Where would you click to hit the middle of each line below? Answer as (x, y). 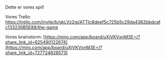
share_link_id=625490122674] (36, 42)
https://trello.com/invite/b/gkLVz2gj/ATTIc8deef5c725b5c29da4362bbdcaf (83, 22)
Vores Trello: (18, 17)
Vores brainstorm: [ (25, 37)
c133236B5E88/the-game (32, 27)
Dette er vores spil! (25, 7)
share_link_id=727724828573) (36, 53)
